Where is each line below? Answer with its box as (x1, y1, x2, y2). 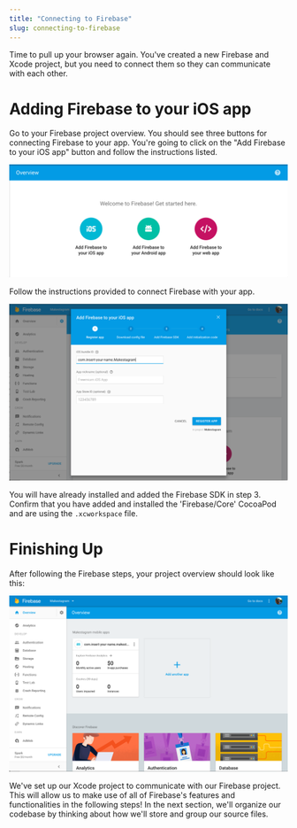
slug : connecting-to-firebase (9, 23, 121, 33)
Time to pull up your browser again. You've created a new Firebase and (9, 49, 270, 59)
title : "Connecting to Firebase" (9, 14, 133, 23)
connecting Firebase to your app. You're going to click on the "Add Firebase (9, 137, 286, 148)
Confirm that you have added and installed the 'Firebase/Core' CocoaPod (9, 499, 277, 509)
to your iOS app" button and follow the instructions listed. (9, 147, 218, 158)
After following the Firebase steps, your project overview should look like (9, 568, 275, 579)
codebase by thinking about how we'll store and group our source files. (9, 809, 269, 819)
